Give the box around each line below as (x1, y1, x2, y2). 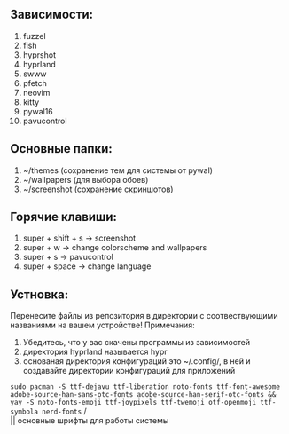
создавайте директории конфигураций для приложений (22, 366, 236, 376)
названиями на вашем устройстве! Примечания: (10, 320, 195, 331)
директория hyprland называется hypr (22, 346, 168, 358)
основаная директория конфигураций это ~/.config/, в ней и (22, 356, 251, 367)
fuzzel (22, 30, 47, 41)
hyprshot (22, 49, 57, 60)
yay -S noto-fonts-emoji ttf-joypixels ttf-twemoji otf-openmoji (10, 398, 256, 407)
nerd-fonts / (42, 406, 87, 416)
